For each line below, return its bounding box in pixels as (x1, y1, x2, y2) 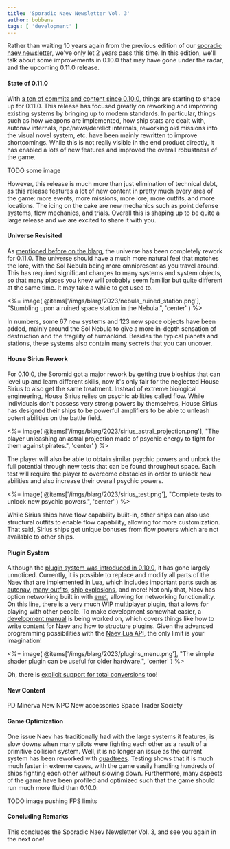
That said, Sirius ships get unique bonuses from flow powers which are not (7, 525, 219, 533)
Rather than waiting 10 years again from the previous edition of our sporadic (7, 42, 222, 50)
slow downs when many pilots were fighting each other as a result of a (7, 739, 207, 748)
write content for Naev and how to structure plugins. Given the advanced (7, 622, 214, 630)
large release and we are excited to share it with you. (7, 216, 157, 224)
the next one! (7, 835, 45, 843)
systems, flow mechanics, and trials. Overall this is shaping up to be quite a (7, 209, 220, 217)
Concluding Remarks (7, 813, 69, 821)
